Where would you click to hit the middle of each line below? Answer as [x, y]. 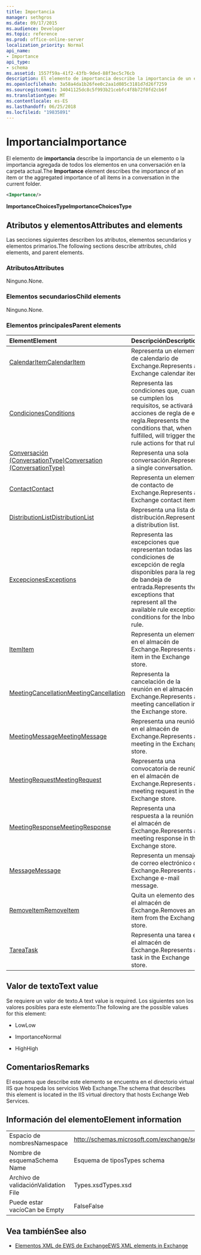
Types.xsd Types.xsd [103, 1185]
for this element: [26, 1013]
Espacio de [25, 1136]
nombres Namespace [39, 1143]
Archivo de [25, 1178]
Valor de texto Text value [52, 987]
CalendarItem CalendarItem [47, 362]
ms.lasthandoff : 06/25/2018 [41, 106]
